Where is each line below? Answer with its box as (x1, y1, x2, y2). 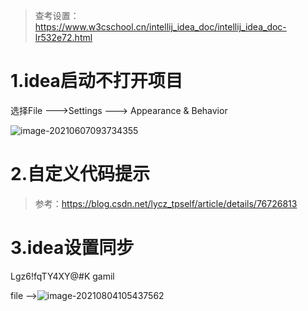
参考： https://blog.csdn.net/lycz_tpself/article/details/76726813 (34, 197, 298, 209)
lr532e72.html (34, 32, 93, 43)
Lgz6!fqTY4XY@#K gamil (10, 270, 115, 282)
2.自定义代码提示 (10, 163, 150, 186)
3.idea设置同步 (10, 237, 135, 259)
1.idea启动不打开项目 (10, 70, 183, 93)
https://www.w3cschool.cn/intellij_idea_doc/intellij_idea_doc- (34, 21, 287, 33)
